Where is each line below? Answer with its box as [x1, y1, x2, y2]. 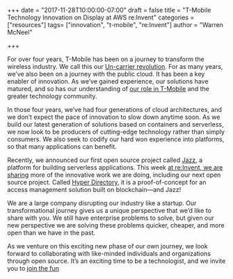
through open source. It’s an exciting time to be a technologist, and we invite [7, 257, 226, 265]
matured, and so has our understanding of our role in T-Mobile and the [7, 85, 210, 93]
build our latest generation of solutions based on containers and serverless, [7, 120, 224, 128]
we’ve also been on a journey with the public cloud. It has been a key [7, 70, 205, 78]
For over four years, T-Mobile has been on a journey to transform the [7, 55, 204, 63]
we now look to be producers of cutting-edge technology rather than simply [7, 128, 225, 136]
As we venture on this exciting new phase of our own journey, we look [7, 242, 208, 250]
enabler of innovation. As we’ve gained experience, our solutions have [7, 77, 209, 86]
